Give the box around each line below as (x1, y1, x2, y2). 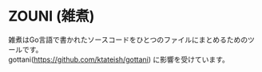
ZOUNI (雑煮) (8, 7, 95, 25)
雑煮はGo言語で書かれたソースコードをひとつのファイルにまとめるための (8, 35, 248, 44)
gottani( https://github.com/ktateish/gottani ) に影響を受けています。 (8, 55, 230, 64)
